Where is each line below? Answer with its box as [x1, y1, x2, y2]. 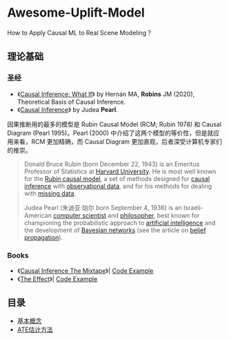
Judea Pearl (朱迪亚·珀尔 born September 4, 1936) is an [23, 203, 182, 211]
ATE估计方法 [17, 325, 53, 333]
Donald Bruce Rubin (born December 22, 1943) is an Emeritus [23, 160, 200, 168]
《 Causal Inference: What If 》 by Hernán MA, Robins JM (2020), [17, 90, 195, 98]
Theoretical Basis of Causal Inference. [17, 97, 126, 106]
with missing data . [23, 189, 77, 198]
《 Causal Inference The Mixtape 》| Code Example [17, 266, 154, 274]
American [23, 211, 52, 219]
